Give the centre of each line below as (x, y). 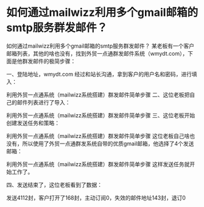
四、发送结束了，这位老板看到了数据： (54, 184)
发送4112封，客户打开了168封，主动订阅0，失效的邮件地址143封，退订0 (96, 198)
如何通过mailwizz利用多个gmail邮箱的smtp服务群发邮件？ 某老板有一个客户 (100, 46)
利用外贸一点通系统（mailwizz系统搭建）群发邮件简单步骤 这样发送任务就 (98, 164)
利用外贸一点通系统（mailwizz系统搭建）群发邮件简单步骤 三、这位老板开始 (101, 115)
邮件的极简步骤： (54, 61)
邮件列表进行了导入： (44, 102)
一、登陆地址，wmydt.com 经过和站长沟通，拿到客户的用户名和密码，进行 (99, 74)
